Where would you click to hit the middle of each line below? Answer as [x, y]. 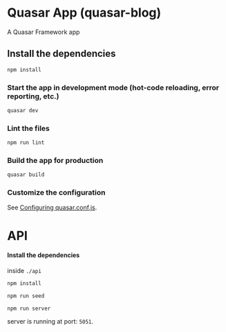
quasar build [26, 175]
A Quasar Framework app [44, 32]
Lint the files [28, 128]
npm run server [29, 308]
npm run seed [26, 296]
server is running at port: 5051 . [50, 322]
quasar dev [23, 110]
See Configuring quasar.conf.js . [52, 208]
